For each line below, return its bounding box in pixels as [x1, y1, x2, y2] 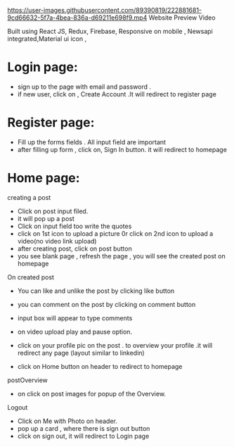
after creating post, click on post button [17, 244, 132, 253]
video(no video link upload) [17, 237, 97, 245]
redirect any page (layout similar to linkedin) [17, 348, 145, 357]
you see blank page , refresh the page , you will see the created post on [17, 251, 226, 260]
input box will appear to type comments [17, 313, 133, 322]
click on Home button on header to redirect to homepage [17, 362, 183, 370]
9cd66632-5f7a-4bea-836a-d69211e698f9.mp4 [7, 13, 148, 22]
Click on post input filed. [17, 207, 89, 215]
